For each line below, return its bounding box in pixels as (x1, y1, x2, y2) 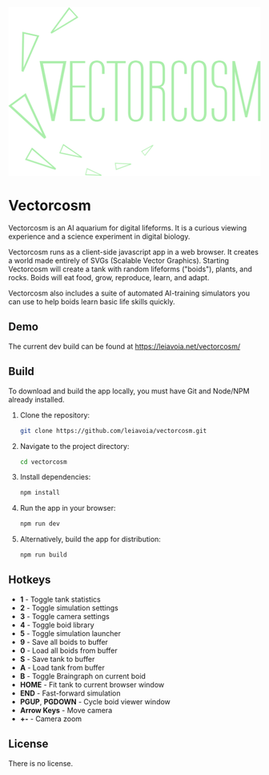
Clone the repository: (19, 410, 90, 420)
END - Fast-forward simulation (19, 688, 121, 698)
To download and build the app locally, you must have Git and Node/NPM (8, 385, 250, 396)
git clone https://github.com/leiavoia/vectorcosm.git (19, 426, 207, 434)
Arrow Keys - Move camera (19, 705, 113, 715)
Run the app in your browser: (19, 504, 116, 513)
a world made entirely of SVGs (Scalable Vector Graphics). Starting (8, 256, 230, 266)
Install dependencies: (19, 472, 91, 482)
